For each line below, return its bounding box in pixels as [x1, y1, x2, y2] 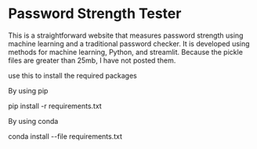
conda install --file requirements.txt [8, 131, 123, 141]
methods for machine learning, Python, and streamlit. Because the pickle [8, 47, 243, 56]
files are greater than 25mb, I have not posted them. [8, 56, 176, 65]
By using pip [8, 85, 49, 95]
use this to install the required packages [8, 71, 137, 80]
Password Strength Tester [8, 5, 182, 23]
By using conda [8, 116, 59, 125]
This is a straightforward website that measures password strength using [8, 31, 244, 40]
